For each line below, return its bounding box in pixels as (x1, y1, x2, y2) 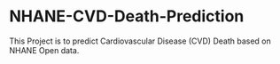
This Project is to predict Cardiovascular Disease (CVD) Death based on (9, 36, 272, 46)
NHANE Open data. (9, 44, 80, 55)
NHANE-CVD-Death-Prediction (9, 6, 245, 27)
